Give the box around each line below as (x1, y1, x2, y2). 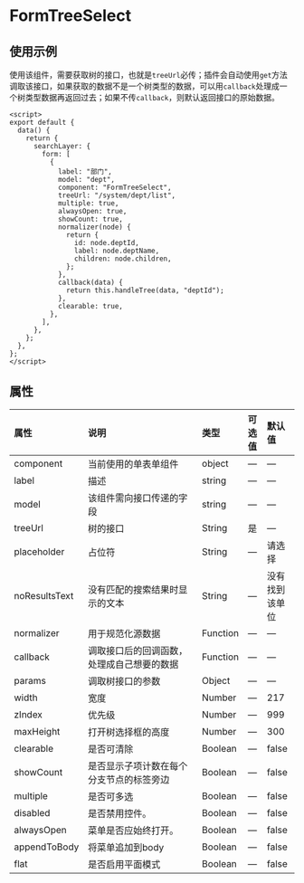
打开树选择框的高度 (87, 726, 170, 738)
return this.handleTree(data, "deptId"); (66, 286, 224, 295)
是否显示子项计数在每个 (87, 759, 188, 772)
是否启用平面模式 (87, 858, 161, 870)
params (14, 674, 47, 687)
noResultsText (14, 589, 74, 602)
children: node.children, (73, 254, 172, 263)
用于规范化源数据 (87, 627, 161, 640)
